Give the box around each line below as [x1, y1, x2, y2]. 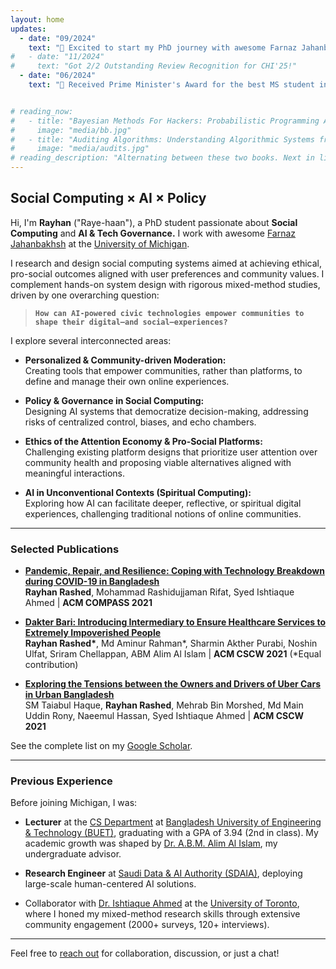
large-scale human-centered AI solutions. [24, 878, 197, 890]
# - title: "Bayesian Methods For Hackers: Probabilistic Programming [10, 116, 320, 126]
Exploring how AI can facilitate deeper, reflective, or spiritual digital [24, 497, 302, 509]
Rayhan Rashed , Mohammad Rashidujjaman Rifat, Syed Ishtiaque [24, 586, 295, 598]
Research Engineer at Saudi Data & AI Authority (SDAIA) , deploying [24, 867, 303, 880]
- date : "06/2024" [19, 71, 97, 81]
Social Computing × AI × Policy [10, 190, 207, 207]
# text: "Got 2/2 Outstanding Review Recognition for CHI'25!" [10, 61, 298, 71]
